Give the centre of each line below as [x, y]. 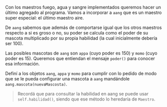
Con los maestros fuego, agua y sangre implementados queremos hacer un [83, 7]
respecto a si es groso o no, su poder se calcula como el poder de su [77, 33]
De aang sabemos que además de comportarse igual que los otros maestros [83, 27]
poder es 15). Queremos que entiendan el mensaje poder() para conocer [80, 58]
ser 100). [14, 43]
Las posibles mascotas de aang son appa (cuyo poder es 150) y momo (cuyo [81, 53]
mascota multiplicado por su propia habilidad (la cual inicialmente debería [81, 38]
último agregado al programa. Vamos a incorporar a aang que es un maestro [83, 12]
